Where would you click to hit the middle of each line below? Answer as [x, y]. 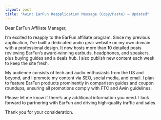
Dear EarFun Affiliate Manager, [36, 28]
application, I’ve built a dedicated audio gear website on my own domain [78, 42]
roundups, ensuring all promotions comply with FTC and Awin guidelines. [79, 88]
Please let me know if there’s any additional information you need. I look [77, 97]
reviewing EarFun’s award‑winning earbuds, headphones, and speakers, [78, 53]
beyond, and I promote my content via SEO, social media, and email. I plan [80, 78]
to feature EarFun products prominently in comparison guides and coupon [80, 83]
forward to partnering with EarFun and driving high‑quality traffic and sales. [81, 103]
